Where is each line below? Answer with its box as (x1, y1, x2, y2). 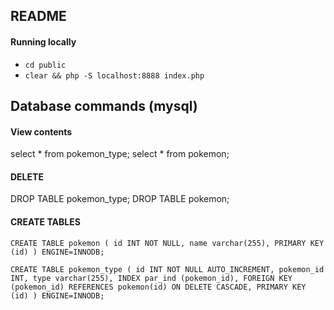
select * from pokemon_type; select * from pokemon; (10, 148, 230, 160)
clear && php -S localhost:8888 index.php (24, 70, 205, 81)
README (10, 8, 67, 25)
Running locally (10, 35, 77, 48)
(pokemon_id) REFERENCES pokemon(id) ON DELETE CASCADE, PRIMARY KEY (10, 282, 307, 292)
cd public (24, 60, 67, 70)
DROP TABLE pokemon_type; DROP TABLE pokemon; (10, 193, 230, 205)
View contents (10, 125, 73, 138)
